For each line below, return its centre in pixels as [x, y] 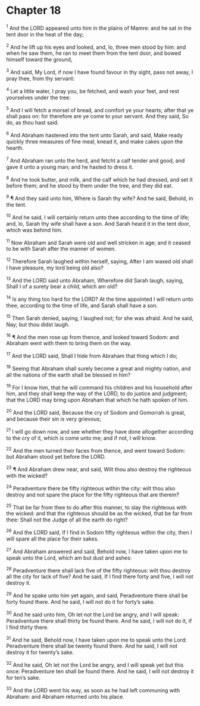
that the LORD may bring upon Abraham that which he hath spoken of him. [97, 400]
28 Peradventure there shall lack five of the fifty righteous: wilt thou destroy [99, 570]
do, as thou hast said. [32, 122]
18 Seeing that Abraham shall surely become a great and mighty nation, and [99, 368]
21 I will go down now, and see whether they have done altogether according [100, 431]
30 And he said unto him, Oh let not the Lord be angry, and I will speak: [93, 614]
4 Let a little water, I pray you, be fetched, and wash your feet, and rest [93, 90]
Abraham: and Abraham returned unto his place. [65, 696]
